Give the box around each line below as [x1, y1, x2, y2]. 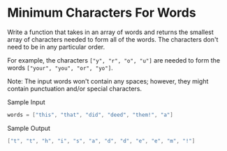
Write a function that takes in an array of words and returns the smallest [7, 28, 214, 36]
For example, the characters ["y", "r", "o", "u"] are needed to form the [7, 56, 221, 64]
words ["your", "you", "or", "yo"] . [7, 63, 113, 72]
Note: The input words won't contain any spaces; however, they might [7, 77, 209, 85]
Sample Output [7, 124, 51, 132]
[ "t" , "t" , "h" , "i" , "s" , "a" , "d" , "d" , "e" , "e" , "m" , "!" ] [7, 137, 196, 144]
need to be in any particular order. [7, 42, 105, 51]
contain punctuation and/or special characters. [7, 84, 142, 93]
